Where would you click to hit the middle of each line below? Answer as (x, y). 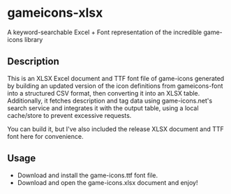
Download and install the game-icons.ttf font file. (88, 175)
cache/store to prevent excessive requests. (69, 115)
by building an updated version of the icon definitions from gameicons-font (115, 86)
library (33, 39)
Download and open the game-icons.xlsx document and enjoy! (107, 182)
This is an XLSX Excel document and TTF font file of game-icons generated (116, 78)
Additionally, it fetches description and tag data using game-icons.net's (110, 100)
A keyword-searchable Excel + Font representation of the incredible (105, 32)
